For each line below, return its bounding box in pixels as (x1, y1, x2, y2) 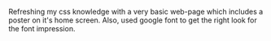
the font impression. (8, 24, 76, 33)
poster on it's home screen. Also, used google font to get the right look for (8, 15, 258, 25)
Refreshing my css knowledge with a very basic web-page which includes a (8, 7, 264, 16)
